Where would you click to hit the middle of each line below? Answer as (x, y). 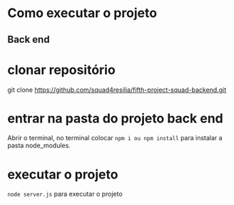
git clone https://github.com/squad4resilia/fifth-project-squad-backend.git (117, 90)
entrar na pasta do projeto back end (115, 118)
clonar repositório (61, 70)
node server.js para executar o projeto (65, 194)
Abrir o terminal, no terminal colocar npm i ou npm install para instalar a (115, 138)
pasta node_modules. (39, 146)
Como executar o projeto (82, 13)
